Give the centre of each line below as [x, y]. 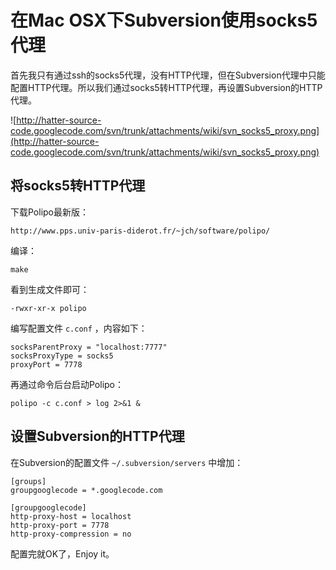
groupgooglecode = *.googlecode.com [86, 490]
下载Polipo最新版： [50, 212]
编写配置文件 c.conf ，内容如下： [79, 328]
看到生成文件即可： [50, 289]
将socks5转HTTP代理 [78, 186]
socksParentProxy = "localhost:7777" [89, 347]
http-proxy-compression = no [71, 534]
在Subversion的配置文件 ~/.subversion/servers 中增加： [127, 462]
